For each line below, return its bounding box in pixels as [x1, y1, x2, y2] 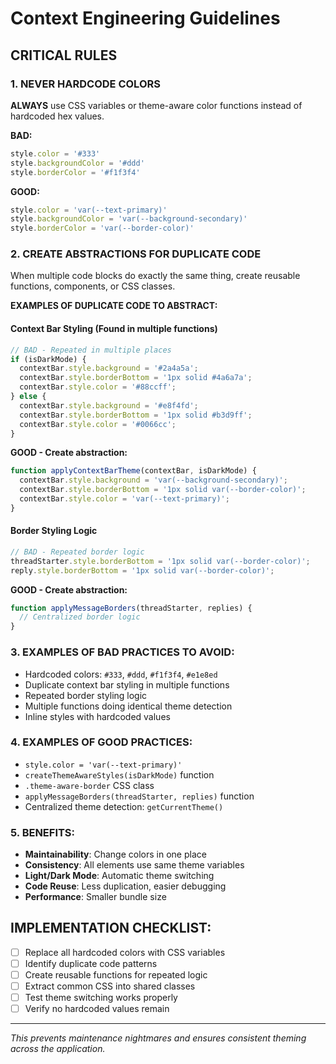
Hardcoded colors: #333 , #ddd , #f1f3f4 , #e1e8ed [24, 668, 218, 680]
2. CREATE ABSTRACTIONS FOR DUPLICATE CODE [10, 247, 262, 261]
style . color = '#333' [10, 148, 101, 159]
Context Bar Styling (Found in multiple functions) [10, 323, 218, 335]
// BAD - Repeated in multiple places [10, 345, 172, 355]
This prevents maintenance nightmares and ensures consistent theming [10, 1032, 307, 1044]
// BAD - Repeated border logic [10, 547, 145, 557]
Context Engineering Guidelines [10, 7, 281, 30]
